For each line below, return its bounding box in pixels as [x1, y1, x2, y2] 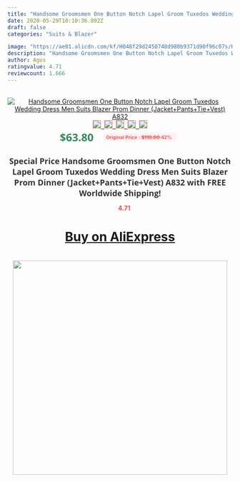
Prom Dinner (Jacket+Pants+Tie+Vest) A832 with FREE [14, 176, 226, 188]
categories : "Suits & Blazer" [7, 30, 98, 38]
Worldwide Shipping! [79, 187, 161, 199]
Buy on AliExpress [64, 229, 176, 245]
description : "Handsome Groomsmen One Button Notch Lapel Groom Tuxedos [7, 50, 229, 57]
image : [7, 44, 27, 51]
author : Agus [7, 56, 46, 64]
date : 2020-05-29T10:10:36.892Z [7, 17, 104, 24]
